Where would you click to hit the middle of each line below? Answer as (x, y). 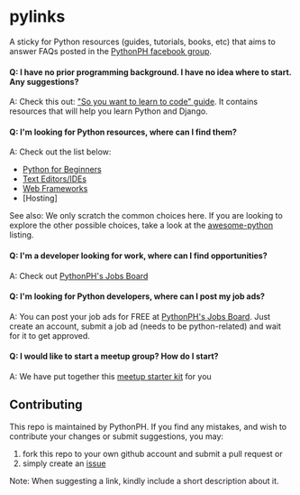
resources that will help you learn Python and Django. (109, 111)
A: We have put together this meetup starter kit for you (110, 376)
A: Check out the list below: (60, 152)
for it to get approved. (50, 335)
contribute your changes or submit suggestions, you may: (116, 436)
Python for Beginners (62, 170)
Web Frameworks (55, 189)
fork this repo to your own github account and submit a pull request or (152, 453)
